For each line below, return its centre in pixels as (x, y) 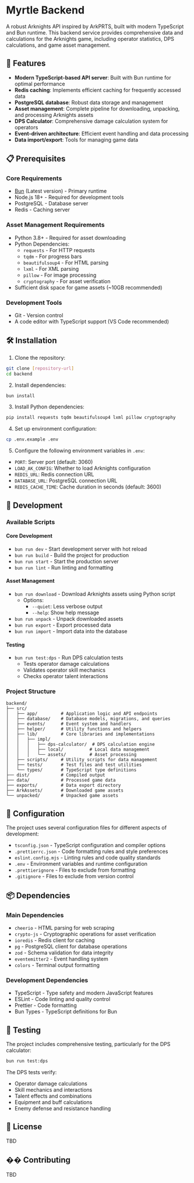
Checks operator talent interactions (66, 676)
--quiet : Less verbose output (67, 606)
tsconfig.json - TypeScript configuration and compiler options (90, 845)
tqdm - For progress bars (52, 256)
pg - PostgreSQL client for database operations (71, 946)
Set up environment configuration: (56, 429)
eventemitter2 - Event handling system (61, 959)
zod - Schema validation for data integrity (64, 952)
